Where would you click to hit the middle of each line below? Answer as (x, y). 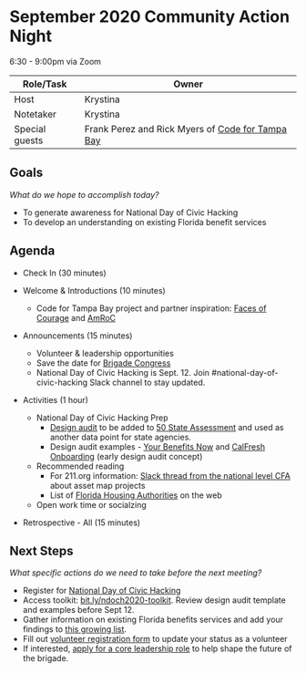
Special (30, 129)
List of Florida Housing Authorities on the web (136, 495)
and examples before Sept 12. (78, 610)
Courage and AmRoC (76, 317)
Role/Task (45, 84)
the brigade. (46, 658)
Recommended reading (80, 466)
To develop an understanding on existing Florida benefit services (144, 222)
